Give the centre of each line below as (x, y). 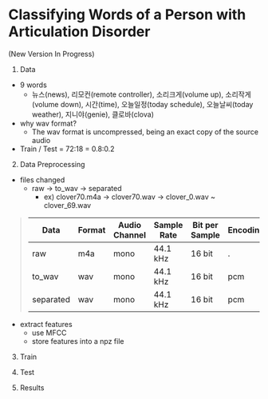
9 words (33, 85)
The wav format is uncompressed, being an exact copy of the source (145, 132)
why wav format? (48, 123)
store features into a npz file (78, 341)
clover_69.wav (67, 205)
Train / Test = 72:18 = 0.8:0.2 (67, 149)
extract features (46, 324)
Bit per (205, 225)
